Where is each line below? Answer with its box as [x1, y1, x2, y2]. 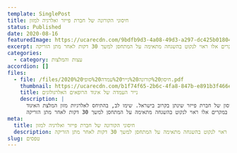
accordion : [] [7, 63, 49, 70]
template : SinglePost [7, 10, 71, 18]
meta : [7, 115, 23, 122]
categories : [7, 50, 42, 57]
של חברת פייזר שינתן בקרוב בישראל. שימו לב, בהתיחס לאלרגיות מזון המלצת [42, 102, 221, 109]
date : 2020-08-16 [7, 30, 59, 37]
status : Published [7, 23, 61, 30]
